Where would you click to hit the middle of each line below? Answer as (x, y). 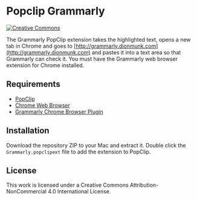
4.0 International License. (79, 192)
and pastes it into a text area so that (136, 52)
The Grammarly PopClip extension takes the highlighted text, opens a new (99, 39)
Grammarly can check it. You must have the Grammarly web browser (92, 59)
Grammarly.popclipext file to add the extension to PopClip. (79, 152)
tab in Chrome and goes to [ (41, 46)
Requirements (33, 84)
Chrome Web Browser (43, 105)
